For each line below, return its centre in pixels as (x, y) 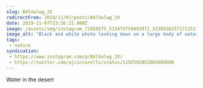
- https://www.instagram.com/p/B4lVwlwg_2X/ (66, 57)
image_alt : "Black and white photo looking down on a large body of (94, 34)
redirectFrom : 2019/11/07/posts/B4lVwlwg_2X (63, 17)
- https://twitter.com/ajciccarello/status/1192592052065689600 (91, 62)
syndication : (23, 51)
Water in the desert (30, 80)
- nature (20, 46)
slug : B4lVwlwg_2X (29, 12)
